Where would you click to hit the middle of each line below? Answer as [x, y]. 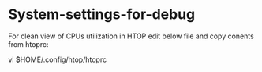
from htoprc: [28, 44]
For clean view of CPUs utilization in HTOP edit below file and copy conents [131, 36]
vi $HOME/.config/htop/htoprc [58, 59]
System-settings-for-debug [102, 14]
